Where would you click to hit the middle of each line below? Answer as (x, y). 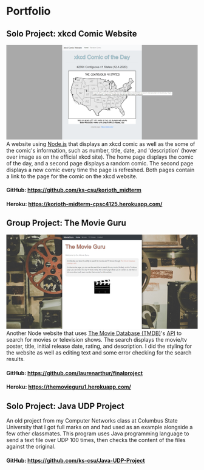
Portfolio (29, 11)
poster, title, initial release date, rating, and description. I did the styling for (99, 346)
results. (16, 359)
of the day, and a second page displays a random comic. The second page (100, 163)
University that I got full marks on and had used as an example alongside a (100, 427)
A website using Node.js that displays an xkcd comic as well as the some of (101, 143)
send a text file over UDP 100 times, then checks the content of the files (96, 440)
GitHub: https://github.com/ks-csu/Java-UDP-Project (76, 460)
